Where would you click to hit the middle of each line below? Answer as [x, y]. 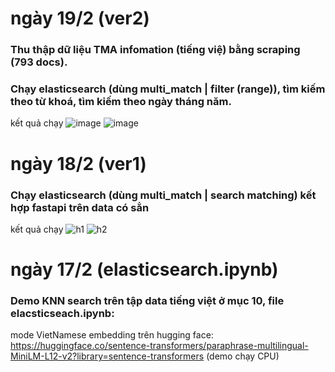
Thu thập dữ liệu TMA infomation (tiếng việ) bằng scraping [155, 50]
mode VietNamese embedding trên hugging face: [112, 335]
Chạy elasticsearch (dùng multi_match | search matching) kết [163, 195]
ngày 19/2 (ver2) [80, 18]
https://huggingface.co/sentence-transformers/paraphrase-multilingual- [159, 346]
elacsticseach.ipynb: [62, 313]
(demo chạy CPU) [243, 356]
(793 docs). [39, 62]
